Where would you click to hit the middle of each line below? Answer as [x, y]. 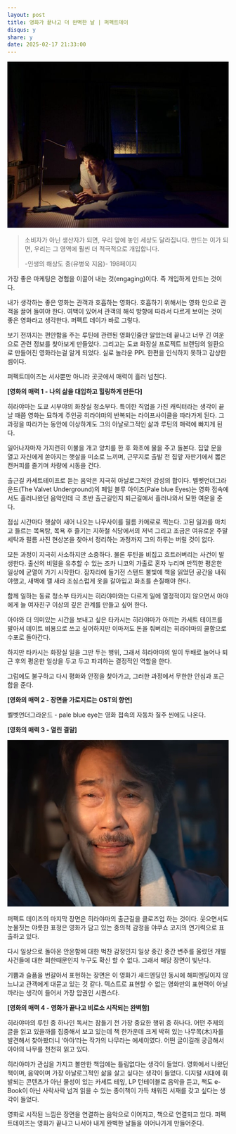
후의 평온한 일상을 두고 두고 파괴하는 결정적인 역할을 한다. [93, 661]
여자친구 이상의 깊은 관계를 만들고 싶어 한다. [87, 605]
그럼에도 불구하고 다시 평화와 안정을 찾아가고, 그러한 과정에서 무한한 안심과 [110, 676]
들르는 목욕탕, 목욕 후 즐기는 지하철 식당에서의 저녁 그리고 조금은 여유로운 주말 [121, 531]
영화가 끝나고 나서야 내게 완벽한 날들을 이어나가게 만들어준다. [121, 1123]
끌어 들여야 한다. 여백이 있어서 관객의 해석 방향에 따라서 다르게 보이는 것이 [121, 312]
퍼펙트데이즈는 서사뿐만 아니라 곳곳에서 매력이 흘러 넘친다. [87, 376]
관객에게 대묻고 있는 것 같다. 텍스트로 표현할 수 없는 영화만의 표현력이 [120, 984]
